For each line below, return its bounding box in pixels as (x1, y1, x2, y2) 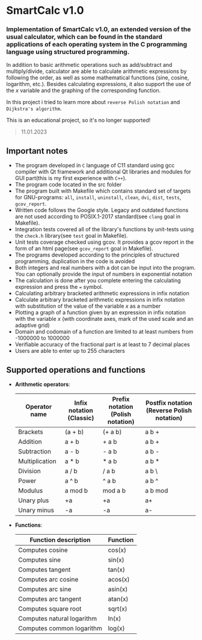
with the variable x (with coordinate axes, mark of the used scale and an (14, 315, 194, 323)
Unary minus (17, 506, 54, 515)
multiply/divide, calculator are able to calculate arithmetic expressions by (6, 67, 187, 75)
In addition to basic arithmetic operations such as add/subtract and (6, 61, 173, 69)
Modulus (17, 486, 43, 495)
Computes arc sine (17, 585, 72, 594)
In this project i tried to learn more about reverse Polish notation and (6, 99, 180, 106)
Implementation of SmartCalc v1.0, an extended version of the (6, 25, 191, 34)
